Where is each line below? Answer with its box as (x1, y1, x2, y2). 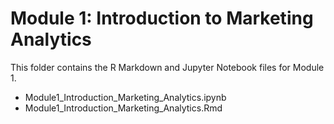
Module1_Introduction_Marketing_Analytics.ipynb (24, 91, 227, 103)
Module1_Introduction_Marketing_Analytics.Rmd (24, 102, 223, 114)
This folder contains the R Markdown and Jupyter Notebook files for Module (10, 61, 325, 73)
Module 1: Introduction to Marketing (10, 7, 314, 30)
